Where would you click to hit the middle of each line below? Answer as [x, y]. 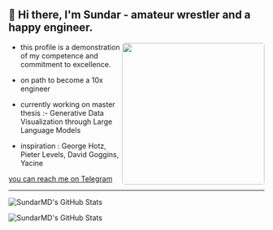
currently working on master [67, 104]
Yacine [31, 163]
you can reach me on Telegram [61, 178]
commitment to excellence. [65, 64]
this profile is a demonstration [70, 47]
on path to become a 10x [61, 80]
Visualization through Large [66, 121]
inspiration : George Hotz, [63, 146]
